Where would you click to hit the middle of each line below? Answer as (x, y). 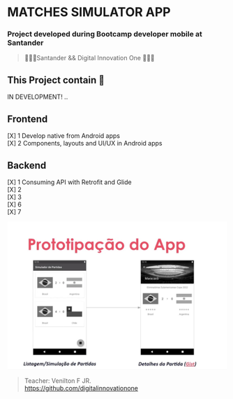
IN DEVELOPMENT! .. (38, 97)
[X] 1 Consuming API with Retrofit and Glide (69, 182)
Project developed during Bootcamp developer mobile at (105, 34)
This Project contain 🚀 (56, 80)
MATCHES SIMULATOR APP (89, 12)
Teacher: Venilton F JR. (58, 381)
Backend (27, 165)
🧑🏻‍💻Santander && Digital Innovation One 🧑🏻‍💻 (89, 58)
